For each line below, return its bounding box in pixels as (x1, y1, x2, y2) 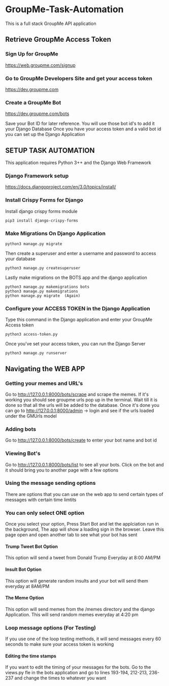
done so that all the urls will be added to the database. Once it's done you (5, 402, 160, 408)
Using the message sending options (5, 480, 96, 487)
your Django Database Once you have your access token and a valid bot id (5, 126, 161, 132)
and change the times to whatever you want (14, 675, 107, 681)
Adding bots (5, 425, 37, 432)
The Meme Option (5, 595, 44, 601)
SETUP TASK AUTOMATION (5, 146, 95, 155)
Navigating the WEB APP (5, 364, 85, 373)
